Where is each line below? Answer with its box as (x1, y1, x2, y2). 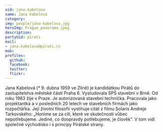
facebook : (9, 62, 30, 67)
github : (9, 58, 26, 63)
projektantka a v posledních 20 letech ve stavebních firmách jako (5, 100, 138, 106)
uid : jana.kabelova (5, 7, 45, 12)
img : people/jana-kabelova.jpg (5, 21, 70, 26)
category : (5, 16, 26, 21)
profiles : (5, 53, 26, 58)
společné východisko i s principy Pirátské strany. (5, 121, 105, 127)
